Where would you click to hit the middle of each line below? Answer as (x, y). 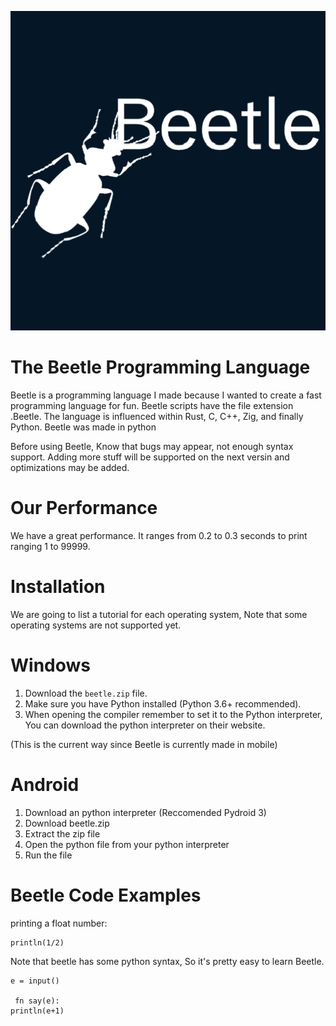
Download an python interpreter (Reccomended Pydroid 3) (145, 812)
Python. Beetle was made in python (83, 427)
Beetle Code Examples (106, 895)
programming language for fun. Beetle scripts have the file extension (152, 405)
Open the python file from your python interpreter (127, 844)
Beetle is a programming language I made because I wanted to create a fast (166, 395)
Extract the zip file (62, 833)
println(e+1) (37, 1011)
